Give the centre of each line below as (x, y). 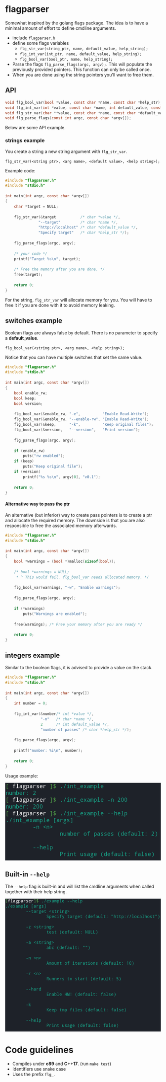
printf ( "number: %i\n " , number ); (48, 751)
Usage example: (22, 775)
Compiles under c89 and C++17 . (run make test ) (62, 1064)
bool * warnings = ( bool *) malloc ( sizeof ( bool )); (65, 562)
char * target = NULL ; (36, 206)
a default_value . (22, 338)
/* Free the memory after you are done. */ (60, 269)
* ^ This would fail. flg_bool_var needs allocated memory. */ (83, 577)
